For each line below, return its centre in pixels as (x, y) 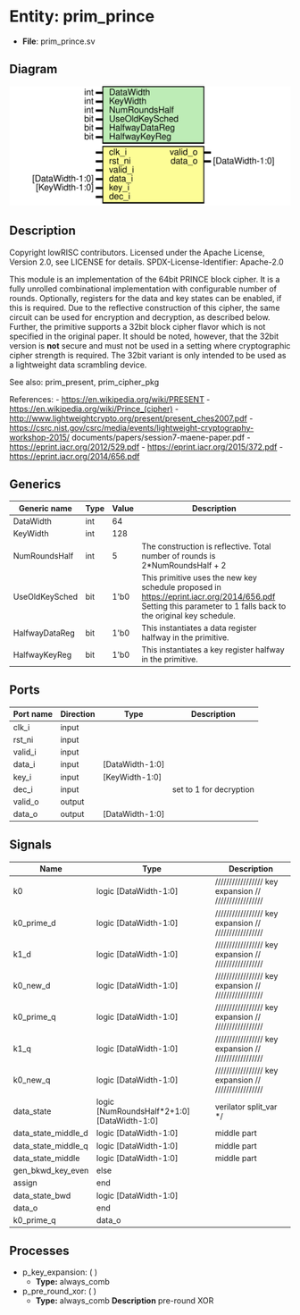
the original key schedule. (189, 615)
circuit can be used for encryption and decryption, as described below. (140, 317)
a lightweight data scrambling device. (78, 365)
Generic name (46, 508)
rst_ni (23, 739)
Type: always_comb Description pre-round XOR (125, 1301)
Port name (33, 714)
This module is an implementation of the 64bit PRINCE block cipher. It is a (145, 279)
